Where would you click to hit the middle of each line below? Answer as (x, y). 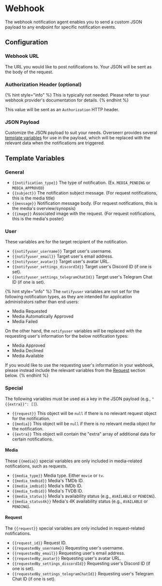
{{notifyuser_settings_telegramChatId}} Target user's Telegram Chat (82, 277)
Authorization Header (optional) (43, 84)
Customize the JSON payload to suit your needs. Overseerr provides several (81, 133)
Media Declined (28, 351)
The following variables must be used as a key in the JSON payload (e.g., (78, 399)
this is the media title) (33, 198)
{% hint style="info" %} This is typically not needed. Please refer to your (77, 95)
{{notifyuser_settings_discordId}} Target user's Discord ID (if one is (82, 267)
